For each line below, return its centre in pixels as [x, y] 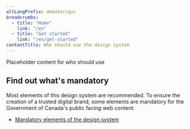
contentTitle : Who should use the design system [68, 45]
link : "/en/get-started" [48, 39]
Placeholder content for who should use [55, 62]
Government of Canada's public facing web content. [71, 107]
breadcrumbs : [22, 17]
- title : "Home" [32, 23]
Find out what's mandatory [58, 81]
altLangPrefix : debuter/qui [41, 12]
